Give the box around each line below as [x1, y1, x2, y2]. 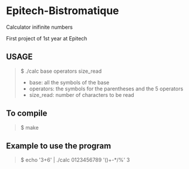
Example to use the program [6, 141, 112, 151]
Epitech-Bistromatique [6, 4, 119, 18]
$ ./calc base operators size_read [20, 67, 102, 75]
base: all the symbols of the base [29, 79, 110, 86]
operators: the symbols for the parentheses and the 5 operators [29, 85, 184, 92]
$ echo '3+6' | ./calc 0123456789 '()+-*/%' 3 [20, 157, 130, 164]
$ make [20, 124, 39, 131]
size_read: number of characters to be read [29, 91, 134, 98]
